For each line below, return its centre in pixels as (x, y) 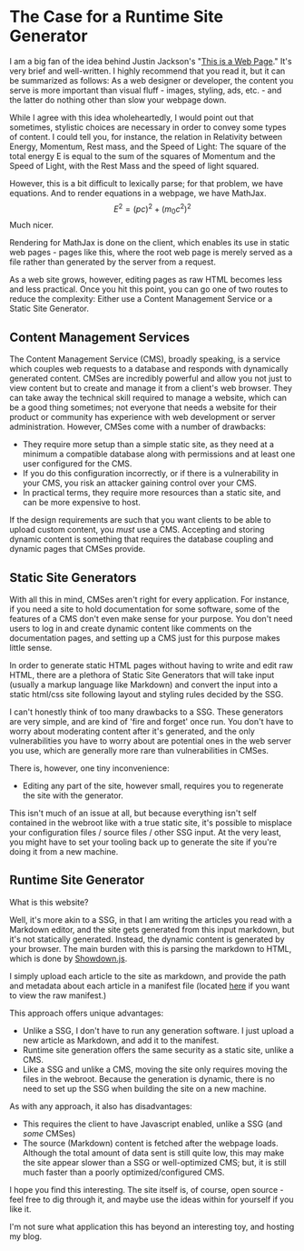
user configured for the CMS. (77, 464)
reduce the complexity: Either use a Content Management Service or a (141, 299)
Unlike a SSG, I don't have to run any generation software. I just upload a (158, 1030)
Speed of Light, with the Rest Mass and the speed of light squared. (134, 165)
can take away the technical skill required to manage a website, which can (148, 398)
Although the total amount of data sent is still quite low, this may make (153, 1153)
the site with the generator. (73, 796)
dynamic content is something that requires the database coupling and (142, 539)
